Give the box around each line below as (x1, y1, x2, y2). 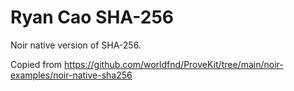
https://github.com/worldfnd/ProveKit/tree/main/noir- (64, 58, 284, 70)
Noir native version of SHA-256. (10, 39, 142, 51)
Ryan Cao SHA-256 (10, 6, 175, 29)
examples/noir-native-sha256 (10, 69, 133, 81)
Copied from (10, 58, 63, 70)
